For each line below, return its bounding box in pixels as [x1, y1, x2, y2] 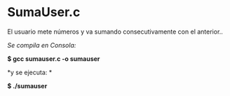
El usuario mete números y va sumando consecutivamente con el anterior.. [7, 27, 223, 36]
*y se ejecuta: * [7, 68, 53, 76]
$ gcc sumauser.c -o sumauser [7, 54, 100, 63]
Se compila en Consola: [7, 41, 76, 49]
